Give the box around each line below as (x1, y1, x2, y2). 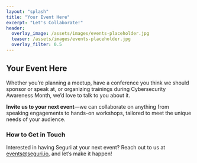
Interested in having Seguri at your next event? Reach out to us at (6, 144, 166, 151)
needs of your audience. (6, 116, 66, 123)
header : (6, 25, 25, 31)
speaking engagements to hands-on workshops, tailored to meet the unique (6, 109, 192, 116)
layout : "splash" (6, 8, 49, 15)
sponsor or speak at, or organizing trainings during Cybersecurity (6, 85, 166, 92)
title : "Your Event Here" (6, 14, 70, 20)
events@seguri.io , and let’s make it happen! (6, 150, 112, 157)
